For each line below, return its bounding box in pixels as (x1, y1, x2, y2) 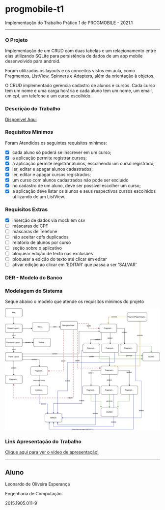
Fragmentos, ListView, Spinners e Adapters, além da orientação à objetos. (5, 73, 155, 79)
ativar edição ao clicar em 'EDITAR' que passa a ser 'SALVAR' (12, 262, 137, 268)
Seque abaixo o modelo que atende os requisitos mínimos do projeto (5, 299, 144, 304)
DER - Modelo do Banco (5, 274, 62, 281)
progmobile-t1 (5, 3, 64, 15)
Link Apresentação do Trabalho (5, 438, 82, 445)
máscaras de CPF (12, 223, 48, 229)
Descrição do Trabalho (5, 105, 60, 112)
